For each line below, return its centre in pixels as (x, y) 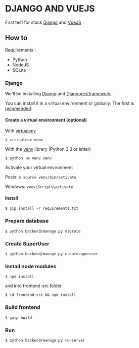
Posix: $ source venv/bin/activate (41, 177)
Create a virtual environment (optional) (46, 120)
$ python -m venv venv (28, 158)
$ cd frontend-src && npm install (41, 295)
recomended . (19, 109)
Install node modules (31, 266)
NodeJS (21, 64)
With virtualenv (21, 131)
